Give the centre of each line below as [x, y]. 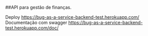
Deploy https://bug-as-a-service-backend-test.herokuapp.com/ [72, 17]
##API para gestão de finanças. [38, 7]
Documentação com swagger [36, 23]
